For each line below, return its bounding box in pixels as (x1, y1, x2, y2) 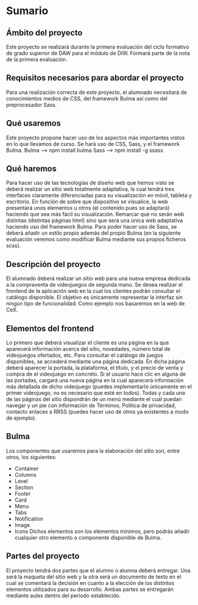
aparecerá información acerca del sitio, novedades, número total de (6, 346, 171, 353)
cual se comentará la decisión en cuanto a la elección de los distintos (6, 579, 175, 586)
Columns (14, 471, 37, 478)
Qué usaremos (6, 118, 61, 128)
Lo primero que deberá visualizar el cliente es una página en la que (6, 339, 169, 346)
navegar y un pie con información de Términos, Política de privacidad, (6, 402, 176, 409)
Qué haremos (6, 164, 57, 174)
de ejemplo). (6, 415, 37, 422)
